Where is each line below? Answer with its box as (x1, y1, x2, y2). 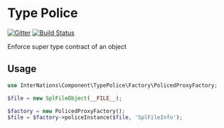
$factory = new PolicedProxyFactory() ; (7, 107, 126, 114)
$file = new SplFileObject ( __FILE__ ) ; (7, 95, 122, 102)
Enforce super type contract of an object (7, 42, 127, 50)
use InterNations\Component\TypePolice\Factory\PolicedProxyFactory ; (7, 82, 218, 89)
